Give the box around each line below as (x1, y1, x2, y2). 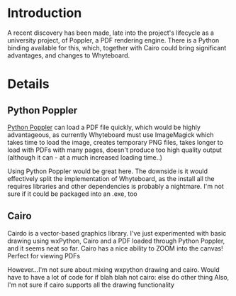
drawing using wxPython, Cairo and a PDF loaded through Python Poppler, (7, 236, 225, 245)
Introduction (7, 5, 82, 21)
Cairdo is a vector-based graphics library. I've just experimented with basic (7, 229, 227, 237)
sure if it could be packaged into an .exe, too (7, 190, 137, 198)
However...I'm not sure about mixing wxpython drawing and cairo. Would (7, 265, 220, 274)
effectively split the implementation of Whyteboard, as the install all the (7, 174, 215, 182)
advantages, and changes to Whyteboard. (7, 51, 130, 60)
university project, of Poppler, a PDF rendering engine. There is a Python (7, 35, 220, 44)
